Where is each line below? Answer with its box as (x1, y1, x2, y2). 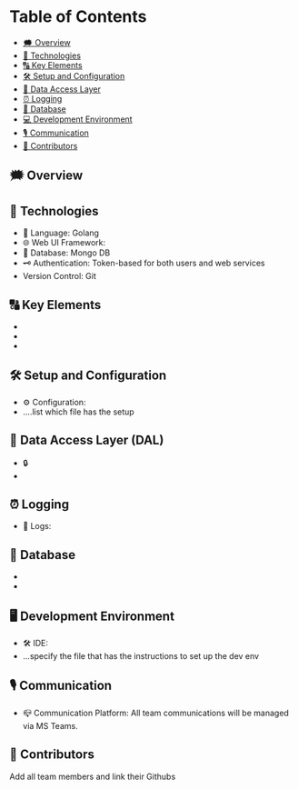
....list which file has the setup (22, 406, 134, 417)
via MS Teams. (22, 720, 79, 731)
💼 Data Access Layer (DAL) (9, 433, 164, 448)
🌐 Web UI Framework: (22, 237, 106, 248)
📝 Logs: (22, 521, 52, 532)
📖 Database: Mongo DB (22, 247, 111, 258)
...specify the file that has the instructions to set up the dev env (22, 651, 260, 662)
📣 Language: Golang (22, 227, 100, 238)
